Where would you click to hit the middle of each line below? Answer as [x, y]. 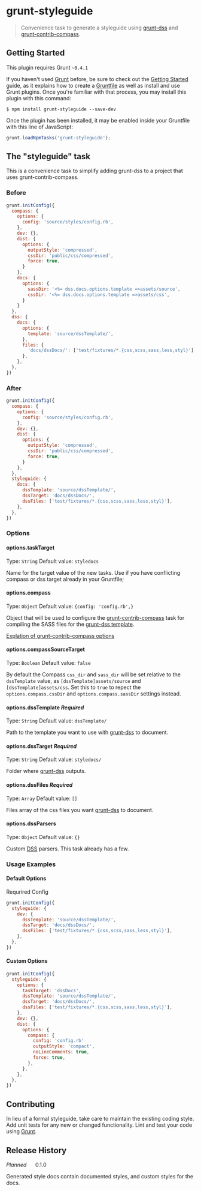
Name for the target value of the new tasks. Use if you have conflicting [93, 572]
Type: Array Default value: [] [42, 798]
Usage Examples [31, 864]
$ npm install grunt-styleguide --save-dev [61, 109]
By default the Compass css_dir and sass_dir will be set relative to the [94, 674]
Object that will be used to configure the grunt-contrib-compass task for [95, 617]
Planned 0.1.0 [26, 1165]
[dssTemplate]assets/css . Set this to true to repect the [74, 687]
